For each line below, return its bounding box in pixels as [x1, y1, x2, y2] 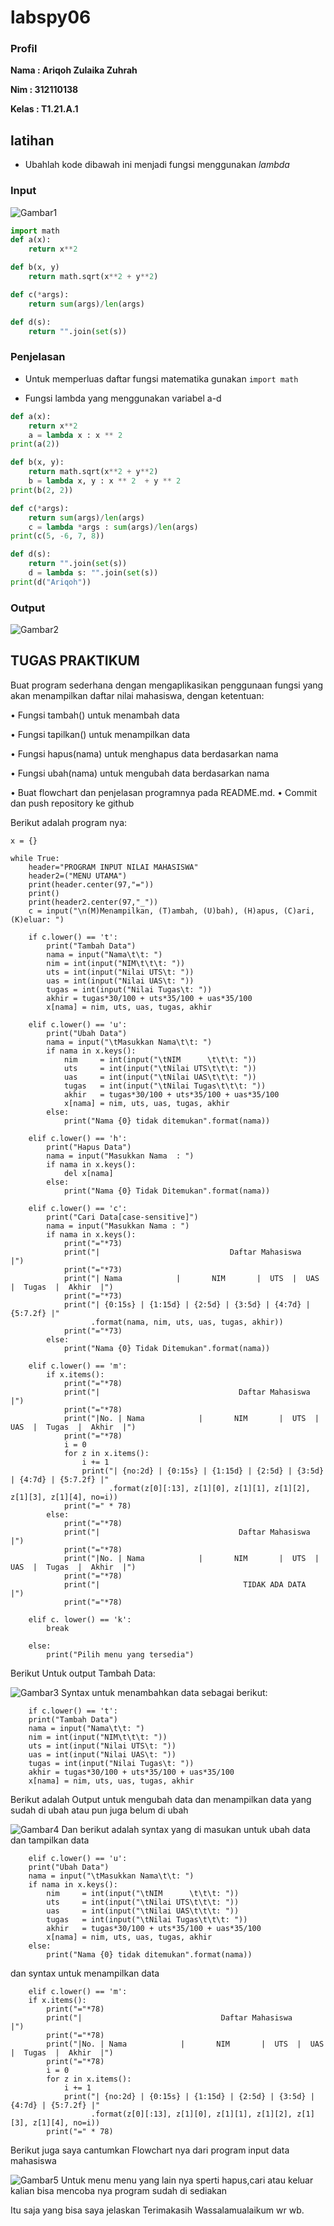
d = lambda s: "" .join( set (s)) [28, 568, 159, 578]
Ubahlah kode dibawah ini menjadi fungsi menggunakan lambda [24, 159, 290, 171]
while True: [10, 853, 60, 863]
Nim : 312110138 [10, 84, 79, 96]
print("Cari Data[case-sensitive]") [46, 1212, 199, 1222]
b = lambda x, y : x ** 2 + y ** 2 [28, 476, 182, 486]
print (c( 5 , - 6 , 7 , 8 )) [10, 531, 105, 541]
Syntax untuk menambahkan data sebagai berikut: [61, 1686, 268, 1698]
